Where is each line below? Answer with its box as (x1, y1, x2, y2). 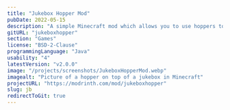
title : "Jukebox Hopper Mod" (7, 10, 90, 17)
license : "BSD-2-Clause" (7, 42, 78, 49)
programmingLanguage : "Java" (7, 49, 90, 55)
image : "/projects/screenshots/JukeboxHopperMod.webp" (7, 67, 167, 74)
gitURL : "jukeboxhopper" (7, 29, 78, 36)
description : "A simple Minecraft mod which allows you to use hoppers (7, 23, 216, 29)
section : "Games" (7, 36, 57, 42)
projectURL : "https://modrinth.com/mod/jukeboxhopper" (7, 80, 167, 87)
